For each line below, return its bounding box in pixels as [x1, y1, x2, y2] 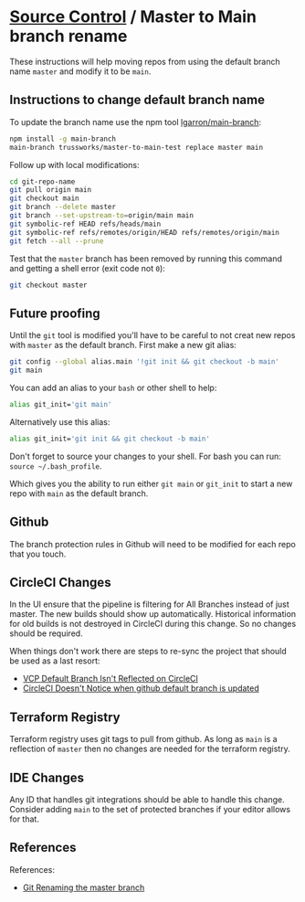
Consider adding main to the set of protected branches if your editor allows [9, 803, 290, 814]
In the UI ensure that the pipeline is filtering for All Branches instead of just [9, 599, 289, 610]
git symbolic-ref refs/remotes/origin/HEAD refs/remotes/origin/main [9, 228, 280, 237]
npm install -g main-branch [9, 134, 117, 143]
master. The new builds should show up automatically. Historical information [9, 609, 297, 620]
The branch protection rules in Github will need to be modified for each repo [9, 538, 297, 549]
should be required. [9, 628, 84, 639]
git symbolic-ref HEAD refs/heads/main [9, 219, 162, 228]
